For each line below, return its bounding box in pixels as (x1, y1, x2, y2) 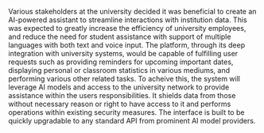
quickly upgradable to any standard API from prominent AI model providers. (8, 116, 256, 125)
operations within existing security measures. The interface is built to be (8, 108, 245, 117)
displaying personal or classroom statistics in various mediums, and (8, 66, 231, 74)
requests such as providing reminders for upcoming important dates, (8, 57, 234, 66)
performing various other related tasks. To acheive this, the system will (8, 74, 241, 83)
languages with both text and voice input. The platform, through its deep (8, 40, 246, 50)
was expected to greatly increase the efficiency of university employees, (8, 24, 247, 32)
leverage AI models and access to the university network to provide (8, 82, 230, 92)
